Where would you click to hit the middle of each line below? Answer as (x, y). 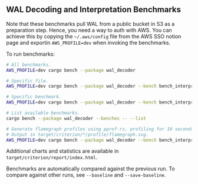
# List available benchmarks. (43, 113)
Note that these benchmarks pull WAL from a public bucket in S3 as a (90, 24)
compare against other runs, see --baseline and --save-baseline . (86, 175)
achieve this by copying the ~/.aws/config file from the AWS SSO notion (94, 36)
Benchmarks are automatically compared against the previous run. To (90, 169)
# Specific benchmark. (34, 97)
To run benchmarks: (31, 54)
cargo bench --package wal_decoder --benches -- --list (76, 118)
